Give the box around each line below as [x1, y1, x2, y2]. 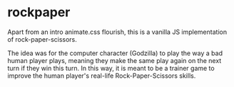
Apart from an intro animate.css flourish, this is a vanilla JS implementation [7, 28, 227, 36]
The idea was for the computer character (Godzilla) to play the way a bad [7, 49, 223, 57]
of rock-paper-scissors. [7, 35, 77, 43]
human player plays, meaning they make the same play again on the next [7, 56, 222, 64]
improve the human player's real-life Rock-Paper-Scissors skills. [7, 71, 196, 80]
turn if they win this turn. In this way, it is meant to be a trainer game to [7, 64, 215, 72]
